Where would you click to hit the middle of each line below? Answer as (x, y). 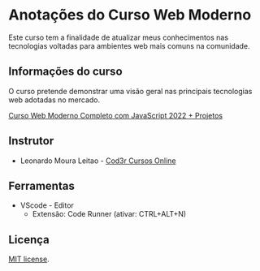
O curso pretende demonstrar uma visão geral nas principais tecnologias (130, 91)
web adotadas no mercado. (54, 100)
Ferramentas (41, 185)
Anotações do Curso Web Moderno (130, 15)
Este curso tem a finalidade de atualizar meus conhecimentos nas (119, 37)
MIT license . (29, 259)
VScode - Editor (47, 205)
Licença (29, 240)
